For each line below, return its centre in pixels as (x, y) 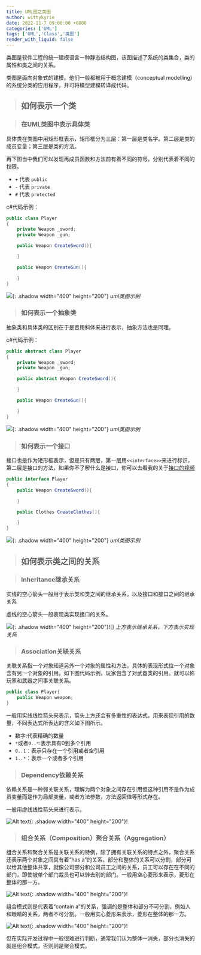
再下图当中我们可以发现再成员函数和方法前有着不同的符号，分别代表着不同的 (100, 159)
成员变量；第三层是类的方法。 (43, 146)
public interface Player (37, 479)
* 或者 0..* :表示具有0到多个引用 (53, 743)
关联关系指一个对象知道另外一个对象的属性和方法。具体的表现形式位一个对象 (100, 665)
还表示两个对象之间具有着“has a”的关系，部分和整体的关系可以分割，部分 (96, 860)
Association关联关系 (51, 651)
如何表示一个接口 (45, 446)
